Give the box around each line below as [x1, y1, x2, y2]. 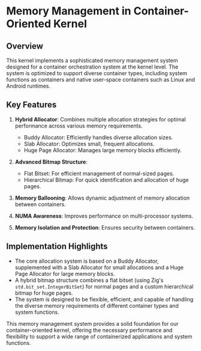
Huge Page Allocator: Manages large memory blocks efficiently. [23, 146, 182, 154]
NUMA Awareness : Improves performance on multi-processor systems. [14, 212, 194, 219]
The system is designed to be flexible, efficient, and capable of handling [14, 296, 194, 303]
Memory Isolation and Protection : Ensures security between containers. [14, 224, 195, 231]
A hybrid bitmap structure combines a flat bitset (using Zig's [14, 276, 164, 284]
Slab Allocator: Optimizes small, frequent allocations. [23, 140, 155, 147]
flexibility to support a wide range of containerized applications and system [6, 332, 193, 340]
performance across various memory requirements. [14, 122, 143, 129]
